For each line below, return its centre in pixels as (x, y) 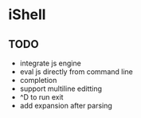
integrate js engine (50, 63)
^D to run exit (41, 97)
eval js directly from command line (76, 72)
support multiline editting (61, 88)
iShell (27, 15)
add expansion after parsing (66, 106)
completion (38, 80)
